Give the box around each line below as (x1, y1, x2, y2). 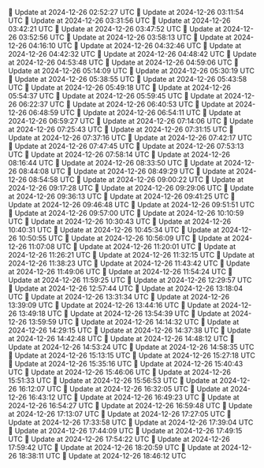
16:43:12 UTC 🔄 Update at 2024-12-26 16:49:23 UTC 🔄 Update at (28, 392, 240, 402)
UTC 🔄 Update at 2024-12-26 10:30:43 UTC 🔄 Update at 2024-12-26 (8, 217, 232, 226)
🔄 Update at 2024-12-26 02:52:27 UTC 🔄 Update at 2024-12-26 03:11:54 (8, 8, 244, 17)
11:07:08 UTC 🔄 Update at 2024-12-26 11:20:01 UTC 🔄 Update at (28, 242, 236, 251)
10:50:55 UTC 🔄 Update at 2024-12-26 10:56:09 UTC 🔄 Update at (18, 233, 231, 243)
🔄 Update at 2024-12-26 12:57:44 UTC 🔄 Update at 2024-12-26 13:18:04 (8, 284, 243, 293)
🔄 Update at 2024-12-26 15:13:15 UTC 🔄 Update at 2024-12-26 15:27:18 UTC (8, 351, 256, 360)
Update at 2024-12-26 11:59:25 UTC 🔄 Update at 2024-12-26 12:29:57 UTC (8, 276, 252, 284)
